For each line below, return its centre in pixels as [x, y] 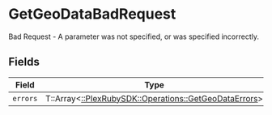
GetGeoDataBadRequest [92, 14]
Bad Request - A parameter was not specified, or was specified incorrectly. [134, 36]
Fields [24, 62]
